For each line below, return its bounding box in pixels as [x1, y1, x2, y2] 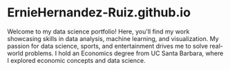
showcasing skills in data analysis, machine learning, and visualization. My [7, 34, 219, 42]
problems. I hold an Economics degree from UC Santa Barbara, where [24, 49, 224, 57]
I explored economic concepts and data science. [7, 56, 146, 64]
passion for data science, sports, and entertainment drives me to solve [7, 42, 209, 50]
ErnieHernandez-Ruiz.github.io [7, 5, 191, 20]
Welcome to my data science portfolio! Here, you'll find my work [7, 27, 190, 35]
